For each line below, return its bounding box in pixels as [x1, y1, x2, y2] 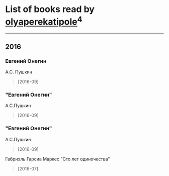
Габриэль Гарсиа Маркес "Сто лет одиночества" [5, 156, 111, 162]
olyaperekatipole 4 [5, 14, 82, 28]
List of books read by [5, 4, 95, 15]
